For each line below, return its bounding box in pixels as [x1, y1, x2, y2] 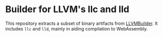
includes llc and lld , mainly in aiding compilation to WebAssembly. [5, 25, 148, 31]
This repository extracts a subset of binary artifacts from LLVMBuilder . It [5, 20, 158, 26]
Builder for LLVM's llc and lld [5, 4, 130, 15]
